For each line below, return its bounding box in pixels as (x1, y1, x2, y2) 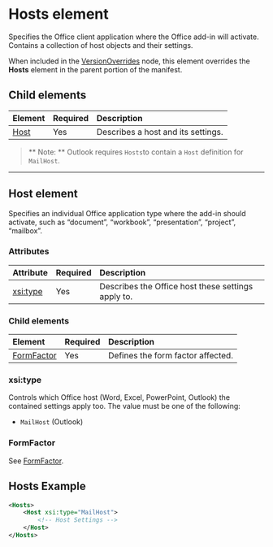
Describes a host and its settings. (96, 126, 223, 137)
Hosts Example (8, 480, 87, 493)
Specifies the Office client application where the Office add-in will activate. (8, 32, 259, 41)
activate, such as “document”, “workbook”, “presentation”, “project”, (8, 217, 236, 227)
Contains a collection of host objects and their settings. (8, 40, 193, 50)
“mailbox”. (8, 225, 43, 236)
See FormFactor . (8, 456, 64, 466)
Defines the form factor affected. (108, 350, 234, 362)
